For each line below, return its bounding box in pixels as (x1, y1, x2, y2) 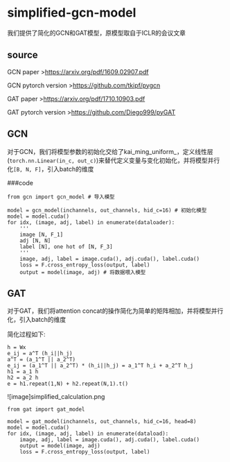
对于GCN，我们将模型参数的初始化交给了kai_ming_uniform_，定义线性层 (7, 147, 213, 155)
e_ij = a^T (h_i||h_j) (7, 350, 73, 357)
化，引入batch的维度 (7, 316, 67, 324)
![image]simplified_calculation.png (7, 393, 105, 401)
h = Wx (7, 344, 26, 351)
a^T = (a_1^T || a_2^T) (7, 356, 76, 363)
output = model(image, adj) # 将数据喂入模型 (19, 268, 146, 275)
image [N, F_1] (19, 231, 64, 238)
